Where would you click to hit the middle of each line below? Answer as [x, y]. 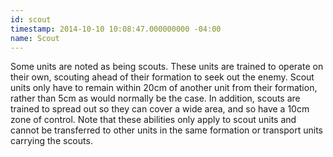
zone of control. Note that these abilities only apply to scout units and [153, 120]
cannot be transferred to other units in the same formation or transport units [166, 130]
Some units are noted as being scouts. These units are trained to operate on [167, 67]
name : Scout [35, 38]
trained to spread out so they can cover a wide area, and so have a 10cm [160, 109]
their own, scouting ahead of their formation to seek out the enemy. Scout [162, 77]
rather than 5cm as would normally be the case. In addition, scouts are [155, 98]
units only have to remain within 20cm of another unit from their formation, [164, 88]
